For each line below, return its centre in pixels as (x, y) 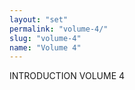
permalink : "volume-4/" (59, 29)
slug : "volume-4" (45, 38)
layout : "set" (39, 19)
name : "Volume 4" (45, 47)
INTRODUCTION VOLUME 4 (67, 76)
